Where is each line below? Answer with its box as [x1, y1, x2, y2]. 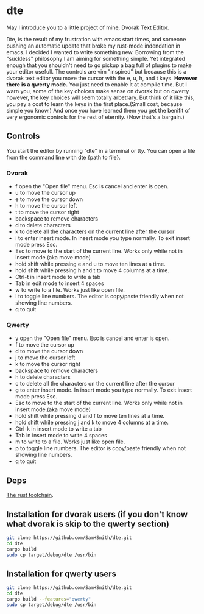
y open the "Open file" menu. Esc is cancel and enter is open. [15, 334, 170, 342]
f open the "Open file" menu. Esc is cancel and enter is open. [15, 183, 169, 190]
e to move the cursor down [15, 196, 83, 203]
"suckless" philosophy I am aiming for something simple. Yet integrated [6, 55, 186, 62]
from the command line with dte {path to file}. [6, 153, 121, 161]
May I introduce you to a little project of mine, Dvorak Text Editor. [6, 24, 169, 31]
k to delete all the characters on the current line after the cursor [15, 228, 175, 235]
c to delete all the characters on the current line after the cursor [15, 380, 175, 387]
